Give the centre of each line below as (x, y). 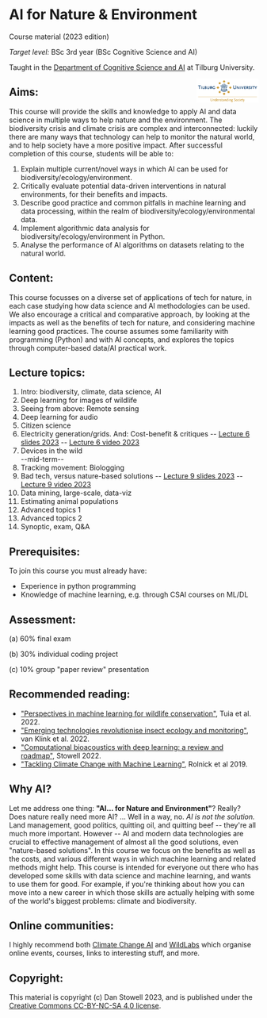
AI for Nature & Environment (103, 15)
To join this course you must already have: (78, 571)
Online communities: (61, 926)
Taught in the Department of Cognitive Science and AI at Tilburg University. (132, 67)
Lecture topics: (47, 373)
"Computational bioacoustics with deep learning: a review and (122, 747)
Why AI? (31, 789)
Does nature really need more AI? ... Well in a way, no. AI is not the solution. (132, 816)
